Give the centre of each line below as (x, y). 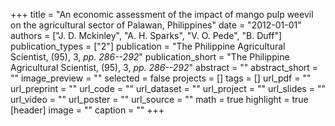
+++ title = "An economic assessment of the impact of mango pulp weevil (162, 14)
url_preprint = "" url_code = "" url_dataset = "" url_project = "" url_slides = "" (168, 88)
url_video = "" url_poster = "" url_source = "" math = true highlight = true (159, 99)
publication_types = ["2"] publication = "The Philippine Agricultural (148, 46)
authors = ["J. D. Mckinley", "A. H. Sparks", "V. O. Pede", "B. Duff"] (146, 35)
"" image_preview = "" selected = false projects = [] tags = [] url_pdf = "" (161, 78)
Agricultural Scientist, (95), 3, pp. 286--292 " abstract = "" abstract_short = (164, 67)
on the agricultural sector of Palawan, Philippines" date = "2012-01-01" (156, 25)
